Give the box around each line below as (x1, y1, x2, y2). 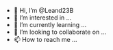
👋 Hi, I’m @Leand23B (13, 7, 74, 14)
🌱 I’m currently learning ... (13, 21, 87, 28)
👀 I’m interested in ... (13, 14, 72, 22)
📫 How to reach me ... (13, 36, 77, 43)
